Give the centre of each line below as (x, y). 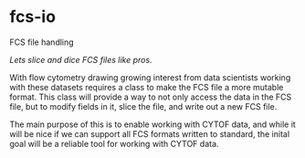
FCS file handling (42, 42)
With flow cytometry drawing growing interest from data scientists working (150, 77)
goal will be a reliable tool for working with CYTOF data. (114, 143)
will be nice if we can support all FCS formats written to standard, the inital (150, 133)
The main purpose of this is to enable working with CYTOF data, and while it (153, 124)
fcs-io (33, 17)
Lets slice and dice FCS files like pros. (81, 59)
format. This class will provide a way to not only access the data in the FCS (151, 97)
